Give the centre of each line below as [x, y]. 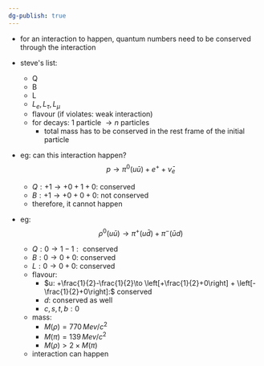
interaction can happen [70, 353]
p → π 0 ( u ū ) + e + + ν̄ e [141, 169]
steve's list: [39, 63]
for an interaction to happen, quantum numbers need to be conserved [135, 39]
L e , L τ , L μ [46, 105]
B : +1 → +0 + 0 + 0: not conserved [90, 195]
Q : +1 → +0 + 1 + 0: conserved [83, 186]
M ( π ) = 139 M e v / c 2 [75, 336]
